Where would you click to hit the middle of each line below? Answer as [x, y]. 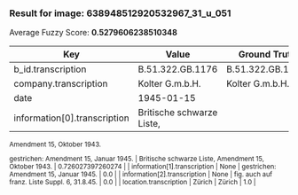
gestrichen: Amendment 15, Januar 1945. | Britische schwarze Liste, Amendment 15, [137, 159]
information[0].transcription [72, 118]
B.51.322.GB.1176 [178, 69]
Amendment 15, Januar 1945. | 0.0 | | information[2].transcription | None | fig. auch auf [141, 174]
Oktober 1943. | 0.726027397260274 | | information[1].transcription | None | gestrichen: [143, 167]
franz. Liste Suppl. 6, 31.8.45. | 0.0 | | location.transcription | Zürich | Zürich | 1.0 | [133, 182]
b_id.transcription [50, 69]
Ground [255, 54]
